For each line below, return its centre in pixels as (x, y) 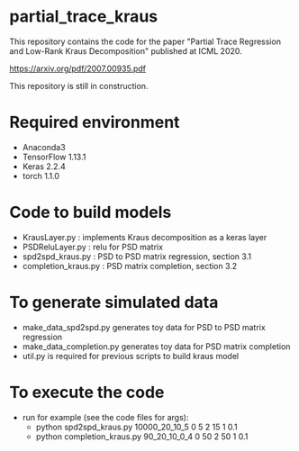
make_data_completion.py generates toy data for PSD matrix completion (156, 346)
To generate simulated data (114, 302)
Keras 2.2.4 (44, 166)
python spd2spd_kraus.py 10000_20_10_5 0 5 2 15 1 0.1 (136, 427)
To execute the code (87, 392)
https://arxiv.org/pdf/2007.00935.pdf (78, 68)
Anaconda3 (44, 147)
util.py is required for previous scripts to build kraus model (131, 356)
